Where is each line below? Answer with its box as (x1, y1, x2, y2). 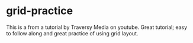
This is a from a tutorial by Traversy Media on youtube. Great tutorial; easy (6, 24, 188, 31)
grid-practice (6, 4, 73, 18)
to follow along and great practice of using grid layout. (6, 29, 139, 37)
